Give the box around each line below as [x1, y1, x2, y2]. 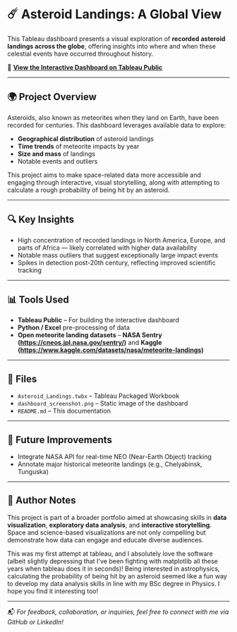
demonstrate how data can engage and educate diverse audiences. [7, 535, 204, 544]
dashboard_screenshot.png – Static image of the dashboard [17, 399, 188, 408]
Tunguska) [17, 468, 49, 475]
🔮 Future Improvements [7, 434, 113, 446]
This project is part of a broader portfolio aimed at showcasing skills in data [7, 513, 227, 521]
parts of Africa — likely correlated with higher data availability [17, 243, 197, 252]
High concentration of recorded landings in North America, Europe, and [17, 236, 226, 244]
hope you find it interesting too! [7, 587, 99, 595]
